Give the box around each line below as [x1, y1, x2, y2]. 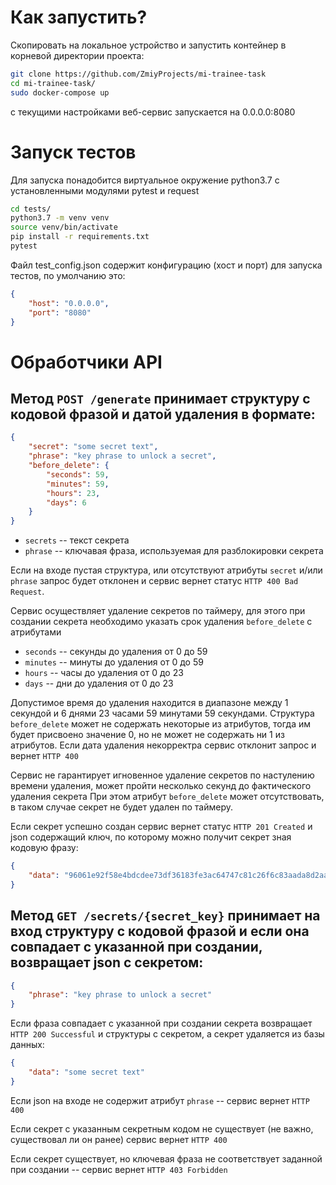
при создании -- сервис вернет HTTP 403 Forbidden [10, 1163, 228, 1175]
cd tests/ [10, 204, 52, 214]
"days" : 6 [46, 497, 87, 508]
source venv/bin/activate [10, 222, 118, 233]
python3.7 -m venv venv [10, 213, 110, 223]
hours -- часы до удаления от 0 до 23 [24, 667, 184, 679]
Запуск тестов [10, 141, 137, 163]
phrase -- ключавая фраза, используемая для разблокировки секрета [24, 545, 324, 557]
